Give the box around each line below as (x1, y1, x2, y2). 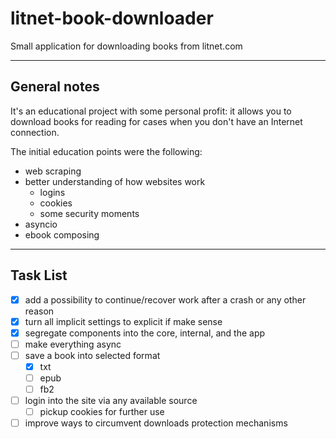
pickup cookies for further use (39, 406, 165, 418)
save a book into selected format (24, 349, 161, 361)
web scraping (24, 165, 82, 177)
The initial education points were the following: (10, 145, 203, 157)
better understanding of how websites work (24, 175, 206, 187)
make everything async (24, 338, 122, 350)
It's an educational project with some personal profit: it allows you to (10, 105, 292, 117)
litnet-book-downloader (10, 7, 214, 30)
